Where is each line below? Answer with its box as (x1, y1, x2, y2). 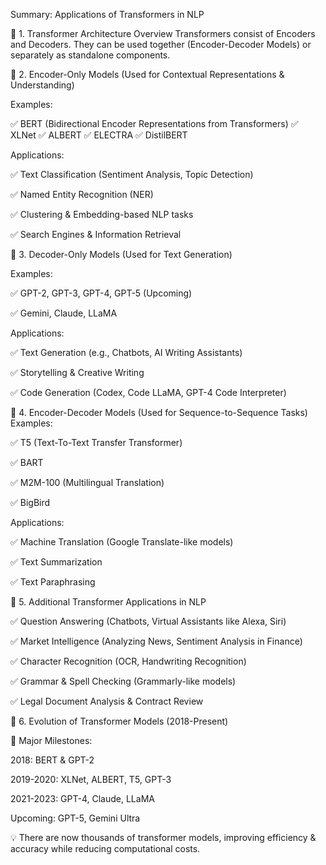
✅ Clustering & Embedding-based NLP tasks (10, 209, 194, 220)
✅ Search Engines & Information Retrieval (10, 229, 182, 240)
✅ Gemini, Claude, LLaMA (10, 307, 118, 319)
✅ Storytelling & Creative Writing (10, 367, 145, 378)
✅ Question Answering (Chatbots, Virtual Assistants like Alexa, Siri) (10, 615, 287, 627)
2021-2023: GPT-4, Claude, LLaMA (10, 793, 155, 804)
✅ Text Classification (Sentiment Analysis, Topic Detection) (10, 169, 254, 180)
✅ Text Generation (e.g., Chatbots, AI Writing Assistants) (10, 347, 243, 358)
